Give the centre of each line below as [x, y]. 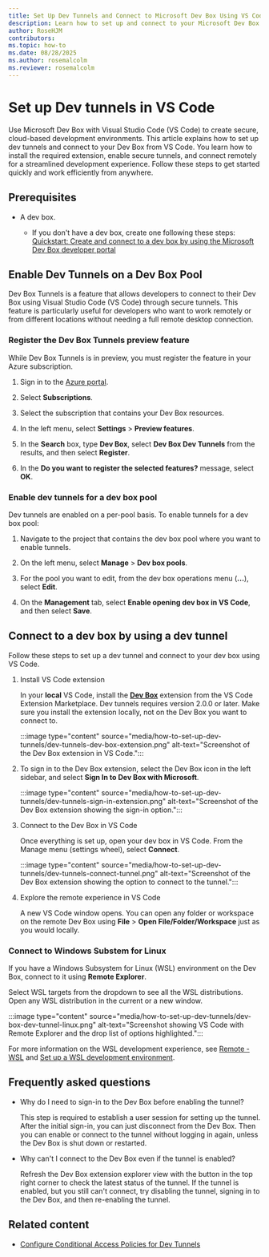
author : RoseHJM [35, 30]
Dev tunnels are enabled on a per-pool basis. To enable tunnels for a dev [128, 515]
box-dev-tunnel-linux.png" [52, 1025]
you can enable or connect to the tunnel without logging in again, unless [139, 1134]
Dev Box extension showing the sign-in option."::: [101, 810]
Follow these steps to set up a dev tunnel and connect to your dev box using [134, 655]
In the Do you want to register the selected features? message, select [137, 468]
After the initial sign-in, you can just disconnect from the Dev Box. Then [138, 1126]
